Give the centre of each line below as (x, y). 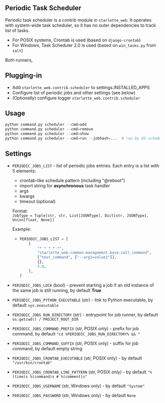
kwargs (27, 196)
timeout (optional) (38, 201)
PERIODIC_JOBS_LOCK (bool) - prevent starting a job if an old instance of (83, 285)
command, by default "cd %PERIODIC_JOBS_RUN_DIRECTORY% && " (76, 334)
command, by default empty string (47, 348)
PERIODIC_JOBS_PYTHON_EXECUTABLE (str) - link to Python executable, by (82, 300)
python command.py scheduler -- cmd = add (46, 125)
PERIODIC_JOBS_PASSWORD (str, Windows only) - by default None (74, 395)
